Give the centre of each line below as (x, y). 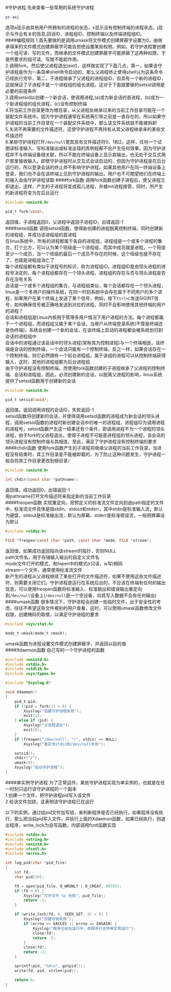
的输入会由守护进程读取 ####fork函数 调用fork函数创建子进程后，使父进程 (83, 180)
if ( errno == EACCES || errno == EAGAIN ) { (70, 924)
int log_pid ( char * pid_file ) (36, 863)
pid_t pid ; (26, 701)
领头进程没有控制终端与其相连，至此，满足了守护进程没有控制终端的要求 (81, 442)
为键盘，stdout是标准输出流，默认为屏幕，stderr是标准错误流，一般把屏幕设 (85, 516)
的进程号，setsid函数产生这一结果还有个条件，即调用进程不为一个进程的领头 (85, 429)
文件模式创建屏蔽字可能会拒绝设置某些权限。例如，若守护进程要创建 (94, 46)
